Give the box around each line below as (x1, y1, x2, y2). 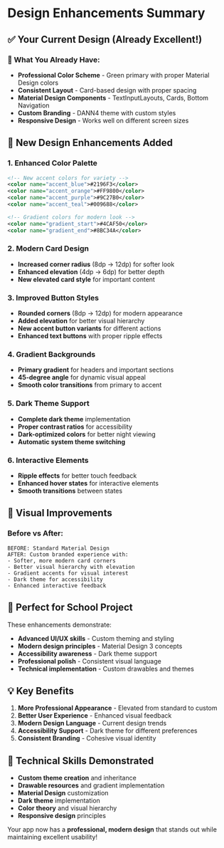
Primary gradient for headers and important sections (17, 365, 174, 375)
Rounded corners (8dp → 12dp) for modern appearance (17, 309, 183, 318)
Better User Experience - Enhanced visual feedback (17, 711, 172, 720)
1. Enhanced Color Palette (7, 158, 98, 168)
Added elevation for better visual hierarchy (17, 317, 145, 325)
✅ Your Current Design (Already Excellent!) (7, 33, 203, 46)
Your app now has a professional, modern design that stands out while (7, 825, 217, 834)
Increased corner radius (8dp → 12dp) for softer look (17, 260, 175, 268)
